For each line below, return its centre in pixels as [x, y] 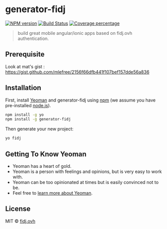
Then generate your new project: [39, 129]
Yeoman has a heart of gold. [42, 166]
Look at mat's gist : [25, 66]
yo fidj [13, 138]
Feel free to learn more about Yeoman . [52, 193]
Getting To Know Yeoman [46, 154]
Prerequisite [25, 54]
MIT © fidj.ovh [20, 221]
